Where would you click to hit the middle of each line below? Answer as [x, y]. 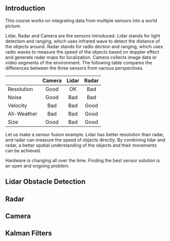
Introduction [25, 8]
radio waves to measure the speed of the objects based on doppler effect [82, 52]
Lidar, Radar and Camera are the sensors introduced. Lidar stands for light [83, 35]
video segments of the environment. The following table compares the [79, 62]
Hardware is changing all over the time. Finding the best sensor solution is [83, 160]
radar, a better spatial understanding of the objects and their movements [81, 145]
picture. [13, 26]
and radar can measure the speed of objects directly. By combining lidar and [85, 140]
